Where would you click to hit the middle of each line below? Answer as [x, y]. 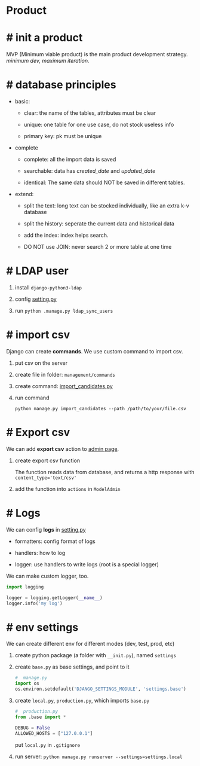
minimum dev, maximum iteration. [48, 61]
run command [32, 398]
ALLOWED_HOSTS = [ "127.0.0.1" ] [54, 733]
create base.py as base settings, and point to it [72, 667]
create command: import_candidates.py [64, 386]
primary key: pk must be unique [63, 136]
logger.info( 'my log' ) [34, 603]
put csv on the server [41, 363]
